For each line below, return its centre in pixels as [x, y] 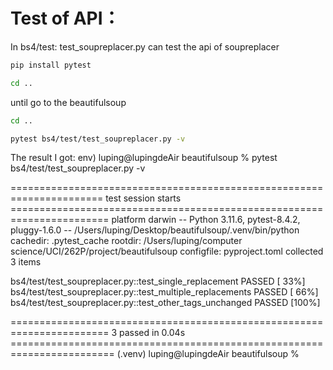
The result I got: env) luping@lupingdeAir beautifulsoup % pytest [144, 158]
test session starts [143, 198]
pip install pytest [51, 65]
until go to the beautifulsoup [68, 102]
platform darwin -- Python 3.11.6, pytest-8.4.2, [206, 220]
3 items [26, 262]
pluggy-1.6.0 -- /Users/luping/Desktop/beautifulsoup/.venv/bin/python [155, 230]
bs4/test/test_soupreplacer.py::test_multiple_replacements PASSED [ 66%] [164, 292]
